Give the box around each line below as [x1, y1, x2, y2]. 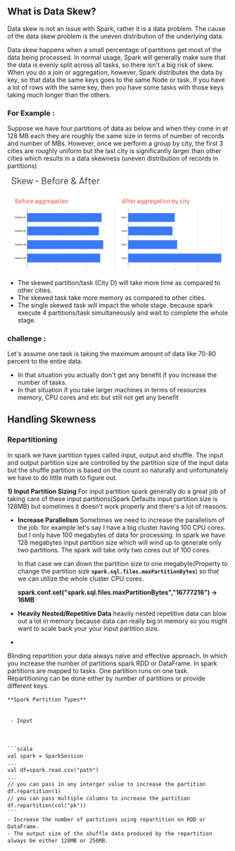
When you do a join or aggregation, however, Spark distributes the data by [7, 68, 223, 76]
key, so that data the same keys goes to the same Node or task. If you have [7, 76, 225, 84]
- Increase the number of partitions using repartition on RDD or [7, 816, 206, 823]
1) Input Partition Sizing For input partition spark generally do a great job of [7, 487, 227, 495]
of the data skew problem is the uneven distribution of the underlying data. [7, 32, 224, 40]
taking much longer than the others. [7, 90, 111, 99]
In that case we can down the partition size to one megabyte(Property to [17, 559, 228, 567]
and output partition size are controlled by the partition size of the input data [7, 458, 229, 466]
